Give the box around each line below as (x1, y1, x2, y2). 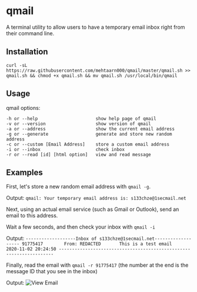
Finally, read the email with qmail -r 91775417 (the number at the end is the (6, 261, 189, 268)
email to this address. (6, 212, 58, 219)
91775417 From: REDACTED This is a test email (21, 241, 172, 247)
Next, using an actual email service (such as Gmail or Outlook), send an (6, 206, 179, 213)
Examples (6, 167, 43, 177)
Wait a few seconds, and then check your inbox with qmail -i (6, 223, 156, 230)
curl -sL (6, 62, 28, 68)
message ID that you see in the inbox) (6, 268, 98, 275)
